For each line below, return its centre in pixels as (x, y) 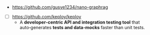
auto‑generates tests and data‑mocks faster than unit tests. (82, 28)
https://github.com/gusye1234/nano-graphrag (60, 7)
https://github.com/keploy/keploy (46, 17)
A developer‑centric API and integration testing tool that (80, 22)
